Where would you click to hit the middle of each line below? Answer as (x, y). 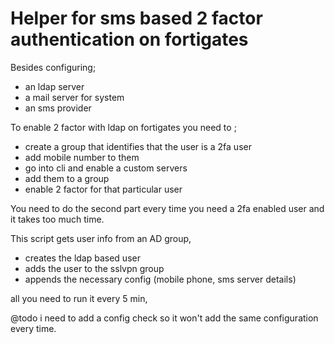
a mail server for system (74, 97)
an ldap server (54, 86)
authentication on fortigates (129, 39)
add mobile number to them (82, 157)
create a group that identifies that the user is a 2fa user (138, 146)
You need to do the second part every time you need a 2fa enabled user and (167, 208)
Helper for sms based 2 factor (136, 18)
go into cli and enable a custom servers (106, 168)
